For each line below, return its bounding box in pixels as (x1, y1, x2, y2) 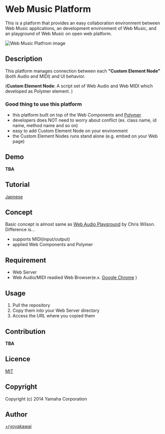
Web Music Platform (5, 3, 91, 15)
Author (5, 410, 27, 419)
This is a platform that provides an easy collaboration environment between (5, 20, 161, 26)
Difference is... (5, 227, 35, 233)
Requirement (5, 256, 46, 265)
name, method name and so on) (12, 123, 78, 129)
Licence (5, 355, 31, 363)
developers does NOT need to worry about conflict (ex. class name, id (12, 117, 157, 123)
